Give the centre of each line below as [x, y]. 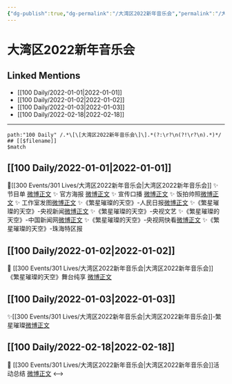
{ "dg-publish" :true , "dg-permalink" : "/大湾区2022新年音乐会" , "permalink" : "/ [115, 13]
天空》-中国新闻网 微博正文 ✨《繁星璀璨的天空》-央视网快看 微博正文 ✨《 [110, 220]
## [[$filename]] [32, 141]
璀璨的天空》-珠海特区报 [48, 229]
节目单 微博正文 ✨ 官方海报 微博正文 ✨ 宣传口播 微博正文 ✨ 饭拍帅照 [104, 194]
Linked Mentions [44, 76]
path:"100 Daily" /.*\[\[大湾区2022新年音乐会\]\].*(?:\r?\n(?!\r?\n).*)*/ [115, 135]
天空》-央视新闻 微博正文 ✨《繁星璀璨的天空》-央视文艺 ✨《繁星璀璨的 [119, 211]
